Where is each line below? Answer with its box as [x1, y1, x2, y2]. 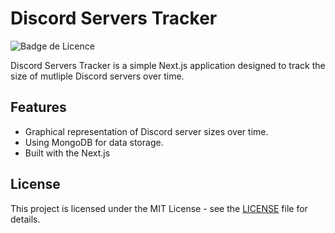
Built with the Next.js [24, 147, 111, 159]
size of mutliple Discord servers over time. [10, 70, 185, 82]
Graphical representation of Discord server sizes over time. [24, 125, 269, 137]
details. [10, 213, 41, 225]
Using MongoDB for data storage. [24, 136, 164, 148]
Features [10, 99, 67, 116]
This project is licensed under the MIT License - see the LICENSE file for [10, 202, 308, 214]
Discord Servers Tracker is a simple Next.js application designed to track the [10, 59, 326, 71]
